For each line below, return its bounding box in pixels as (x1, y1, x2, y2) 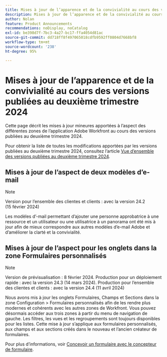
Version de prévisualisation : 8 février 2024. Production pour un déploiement (5, 274, 162, 280)
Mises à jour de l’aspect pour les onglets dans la (5, 244, 157, 252)
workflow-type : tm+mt (5, 40, 50, 45)
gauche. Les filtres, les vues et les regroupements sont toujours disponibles (5, 316, 161, 322)
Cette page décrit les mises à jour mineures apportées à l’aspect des (5, 123, 146, 129)
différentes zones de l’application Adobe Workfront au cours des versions (5, 128, 156, 134)
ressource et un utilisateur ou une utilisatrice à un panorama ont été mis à (5, 219, 156, 225)
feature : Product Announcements (5, 21, 72, 26)
